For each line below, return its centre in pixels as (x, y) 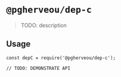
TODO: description (44, 25)
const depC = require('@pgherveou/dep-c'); (61, 58)
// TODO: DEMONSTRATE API (38, 68)
